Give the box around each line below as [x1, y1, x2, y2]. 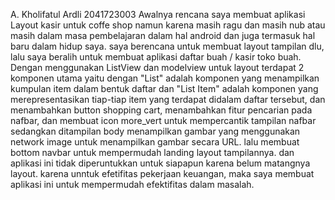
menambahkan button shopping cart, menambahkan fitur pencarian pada [10, 104, 313, 116]
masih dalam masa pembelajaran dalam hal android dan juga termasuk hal [10, 30, 316, 41]
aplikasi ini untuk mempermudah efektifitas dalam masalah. [10, 179, 255, 190]
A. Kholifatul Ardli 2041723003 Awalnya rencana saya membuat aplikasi [10, 9, 306, 20]
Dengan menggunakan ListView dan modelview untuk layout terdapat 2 [10, 62, 305, 73]
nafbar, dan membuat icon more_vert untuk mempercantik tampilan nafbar [10, 115, 317, 126]
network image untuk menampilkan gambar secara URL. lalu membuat [10, 136, 300, 148]
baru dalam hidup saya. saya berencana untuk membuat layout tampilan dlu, [10, 40, 325, 52]
